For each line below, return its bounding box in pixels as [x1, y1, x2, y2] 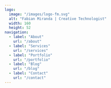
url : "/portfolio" [13, 57, 50, 62]
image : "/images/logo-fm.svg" [9, 12, 70, 17]
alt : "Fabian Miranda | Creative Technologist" [9, 16, 107, 21]
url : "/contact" [13, 75, 47, 80]
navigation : [4, 30, 29, 35]
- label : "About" [9, 35, 44, 40]
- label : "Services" [9, 44, 50, 48]
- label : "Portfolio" [9, 52, 53, 58]
